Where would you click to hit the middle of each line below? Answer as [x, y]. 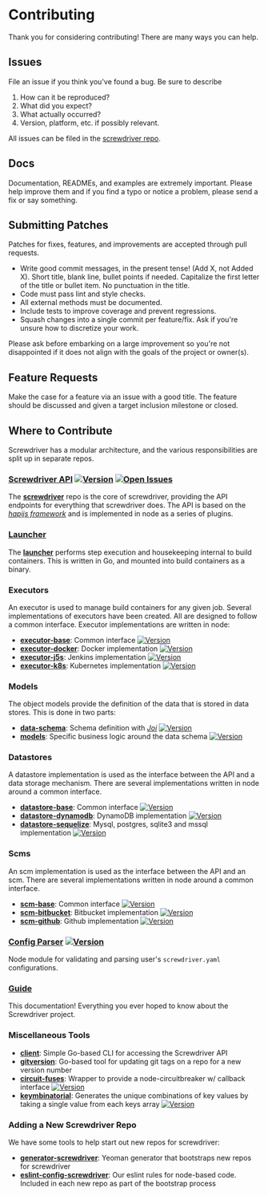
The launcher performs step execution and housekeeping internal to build [130, 552]
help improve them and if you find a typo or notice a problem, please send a [133, 191]
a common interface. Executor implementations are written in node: [119, 624]
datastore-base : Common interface [79, 808]
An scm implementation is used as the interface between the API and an [127, 871]
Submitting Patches [58, 225]
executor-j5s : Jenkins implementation [83, 657]
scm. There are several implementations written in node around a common [131, 880]
